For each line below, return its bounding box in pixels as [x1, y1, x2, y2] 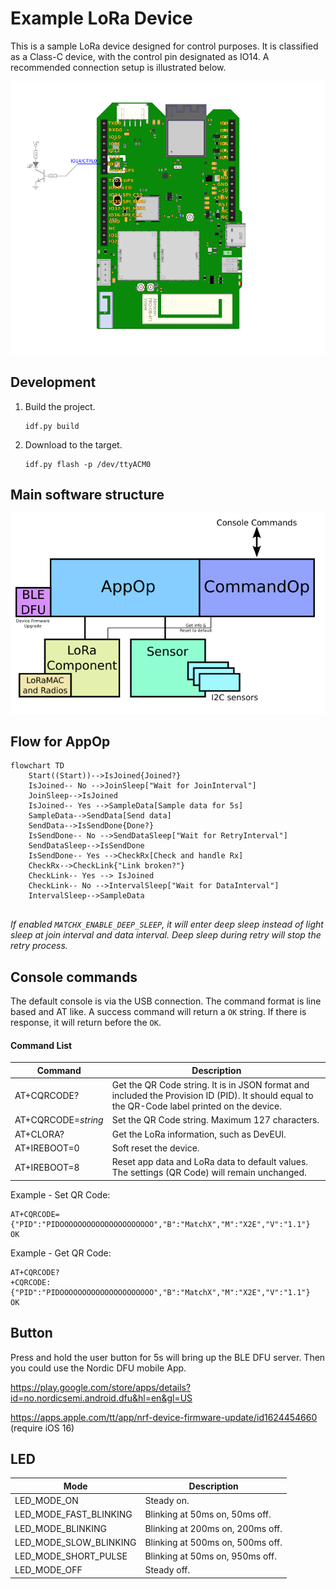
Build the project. [24, 400, 96, 412]
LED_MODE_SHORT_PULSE [14, 1550, 128, 1562]
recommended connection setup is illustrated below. [10, 61, 227, 73]
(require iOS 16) [10, 1422, 75, 1434]
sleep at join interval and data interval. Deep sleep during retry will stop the [10, 929, 322, 941]
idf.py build [24, 421, 80, 431]
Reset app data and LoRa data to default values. [111, 1156, 309, 1168]
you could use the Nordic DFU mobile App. [10, 1362, 187, 1374]
